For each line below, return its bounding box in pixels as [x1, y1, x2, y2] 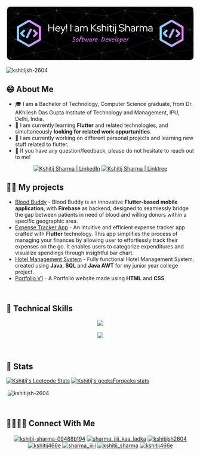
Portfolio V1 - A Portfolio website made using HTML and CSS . [14, 274, 166, 281]
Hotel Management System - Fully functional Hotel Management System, [14, 255, 195, 263]
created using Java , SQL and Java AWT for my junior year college [14, 262, 179, 269]
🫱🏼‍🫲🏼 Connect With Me [6, 418, 96, 429]
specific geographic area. [14, 217, 78, 225]
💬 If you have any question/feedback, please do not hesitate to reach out [14, 147, 194, 154]
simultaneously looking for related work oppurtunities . [14, 128, 152, 135]
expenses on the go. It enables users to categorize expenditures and [14, 242, 184, 250]
